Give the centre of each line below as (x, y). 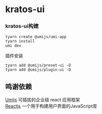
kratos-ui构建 (22, 26)
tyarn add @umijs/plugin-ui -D (38, 70)
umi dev (13, 46)
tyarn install (20, 42)
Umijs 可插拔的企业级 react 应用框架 (43, 100)
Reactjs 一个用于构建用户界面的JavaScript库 (51, 106)
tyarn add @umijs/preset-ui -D (38, 65)
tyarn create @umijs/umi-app (36, 37)
